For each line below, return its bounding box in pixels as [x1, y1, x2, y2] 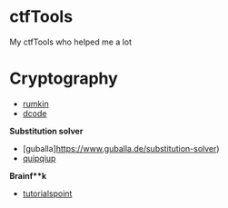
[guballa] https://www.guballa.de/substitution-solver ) [22, 143, 220, 154]
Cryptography [9, 68, 118, 89]
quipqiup [22, 153, 56, 163]
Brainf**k [9, 170, 47, 181]
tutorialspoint [22, 188, 73, 199]
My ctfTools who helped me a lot [9, 36, 133, 47]
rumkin [22, 98, 49, 109]
